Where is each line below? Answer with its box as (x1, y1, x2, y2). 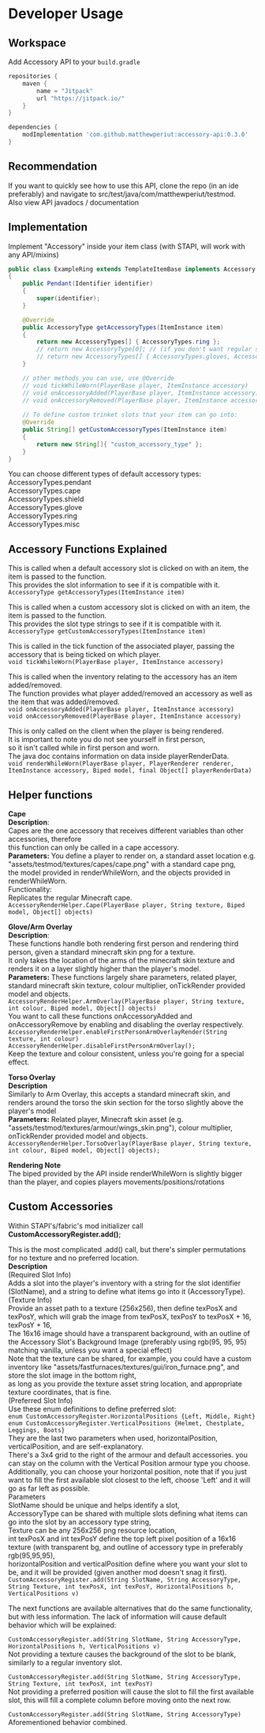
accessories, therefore (8, 835, 82, 843)
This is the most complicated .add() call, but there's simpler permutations (8, 1244, 246, 1254)
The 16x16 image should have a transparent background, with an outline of (8, 1328, 251, 1338)
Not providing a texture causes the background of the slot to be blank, (8, 1649, 237, 1659)
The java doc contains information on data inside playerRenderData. (8, 752, 230, 761)
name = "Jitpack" (36, 87, 93, 95)
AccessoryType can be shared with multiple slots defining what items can (8, 1509, 248, 1518)
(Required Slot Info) (8, 1270, 72, 1279)
